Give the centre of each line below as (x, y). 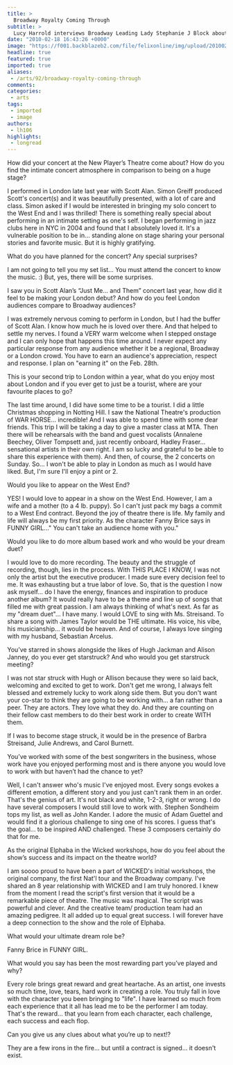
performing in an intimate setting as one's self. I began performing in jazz (112, 221)
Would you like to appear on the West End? (69, 485)
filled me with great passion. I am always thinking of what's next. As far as (113, 607)
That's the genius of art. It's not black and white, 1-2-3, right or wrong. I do (114, 800)
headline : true (29, 53)
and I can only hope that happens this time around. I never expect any (107, 341)
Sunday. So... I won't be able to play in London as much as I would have (110, 464)
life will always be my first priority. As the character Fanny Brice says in (109, 521)
